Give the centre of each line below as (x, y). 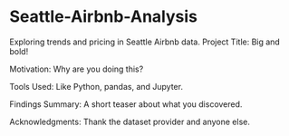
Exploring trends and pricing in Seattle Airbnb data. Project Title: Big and (145, 42)
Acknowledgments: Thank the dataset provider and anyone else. (130, 121)
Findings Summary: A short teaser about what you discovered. (126, 104)
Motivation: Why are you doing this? (77, 69)
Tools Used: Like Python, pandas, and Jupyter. (96, 86)
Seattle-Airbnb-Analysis (103, 17)
